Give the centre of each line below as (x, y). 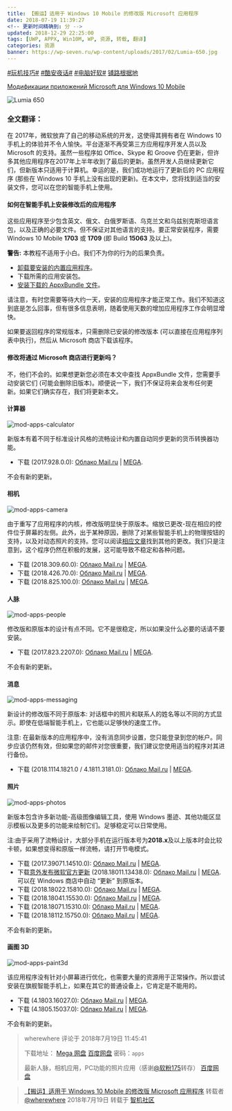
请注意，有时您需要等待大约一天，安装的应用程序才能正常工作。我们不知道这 (116, 300)
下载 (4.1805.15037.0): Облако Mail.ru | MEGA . (83, 1009)
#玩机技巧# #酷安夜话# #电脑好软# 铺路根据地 (73, 73)
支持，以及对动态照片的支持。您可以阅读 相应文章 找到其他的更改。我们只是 (113, 541)
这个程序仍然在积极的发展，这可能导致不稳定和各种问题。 (107, 550)
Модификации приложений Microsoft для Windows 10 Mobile (96, 86)
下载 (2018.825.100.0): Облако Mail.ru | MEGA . (83, 581)
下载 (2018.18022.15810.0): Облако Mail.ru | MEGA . (89, 889)
